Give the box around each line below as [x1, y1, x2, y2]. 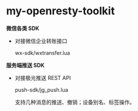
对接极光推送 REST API [14, 74, 71, 81]
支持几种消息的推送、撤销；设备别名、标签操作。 [14, 98, 135, 106]
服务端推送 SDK [6, 61, 45, 69]
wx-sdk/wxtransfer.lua [14, 49, 70, 56]
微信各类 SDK [6, 24, 40, 32]
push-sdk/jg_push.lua [14, 86, 68, 93]
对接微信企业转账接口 [14, 37, 67, 44]
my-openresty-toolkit [6, 4, 115, 18]
